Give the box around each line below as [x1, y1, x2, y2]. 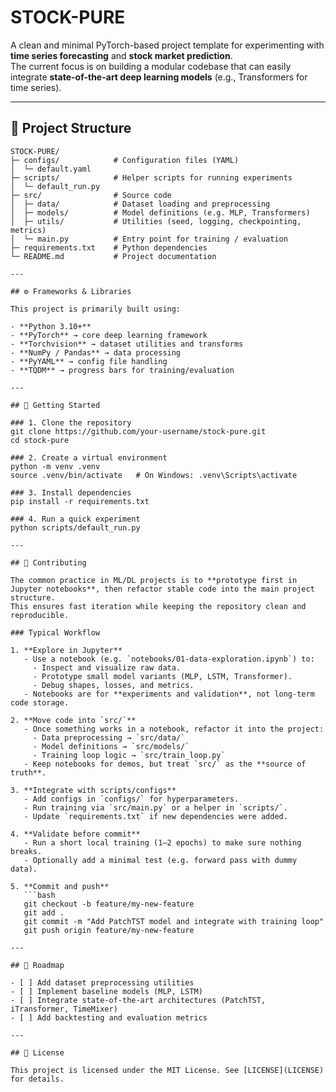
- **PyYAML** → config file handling [10, 356, 168, 366]
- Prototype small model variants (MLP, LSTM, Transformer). [32, 671, 293, 681]
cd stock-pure [10, 435, 70, 445]
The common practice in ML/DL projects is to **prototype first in [10, 575, 298, 585]
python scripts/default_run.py [10, 522, 141, 533]
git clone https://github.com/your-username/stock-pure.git [10, 426, 267, 436]
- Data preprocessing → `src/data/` [32, 732, 186, 743]
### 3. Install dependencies [10, 487, 132, 498]
